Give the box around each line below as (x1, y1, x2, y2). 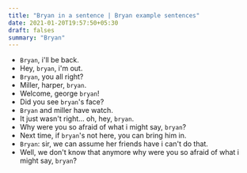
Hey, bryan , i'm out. (19, 64, 83, 73)
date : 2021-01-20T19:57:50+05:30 (8, 19, 119, 27)
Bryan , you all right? (19, 72, 84, 81)
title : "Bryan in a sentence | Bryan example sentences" (8, 11, 200, 20)
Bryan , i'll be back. (19, 55, 79, 65)
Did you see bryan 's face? (19, 97, 104, 107)
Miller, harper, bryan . (19, 81, 87, 90)
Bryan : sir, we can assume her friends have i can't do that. (19, 139, 208, 149)
